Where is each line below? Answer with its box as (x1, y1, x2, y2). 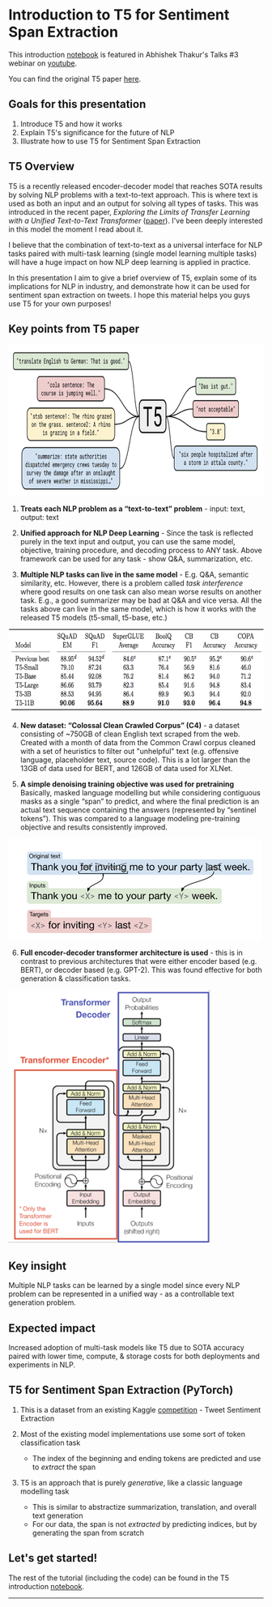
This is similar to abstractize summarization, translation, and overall (32, 1502, 257, 1511)
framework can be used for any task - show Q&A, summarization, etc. (19, 554, 253, 564)
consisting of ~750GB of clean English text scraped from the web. (19, 729, 240, 739)
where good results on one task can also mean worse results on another (19, 587, 261, 597)
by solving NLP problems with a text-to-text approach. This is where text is (8, 190, 258, 199)
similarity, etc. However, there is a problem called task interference (19, 578, 244, 588)
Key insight (8, 1259, 67, 1272)
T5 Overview (8, 160, 75, 173)
